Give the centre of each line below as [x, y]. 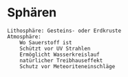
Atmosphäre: [24, 36]
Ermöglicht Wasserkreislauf [60, 55]
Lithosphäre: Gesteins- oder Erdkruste [64, 31]
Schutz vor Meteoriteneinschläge [67, 66]
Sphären [32, 13]
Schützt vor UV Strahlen [55, 48]
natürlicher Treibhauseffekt [61, 60]
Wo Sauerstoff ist [46, 42]
